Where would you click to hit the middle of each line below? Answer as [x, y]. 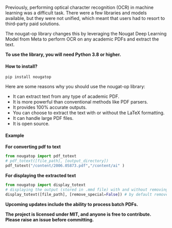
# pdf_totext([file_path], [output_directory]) [57, 161]
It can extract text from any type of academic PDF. [66, 96]
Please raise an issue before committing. [50, 219]
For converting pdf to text [33, 147]
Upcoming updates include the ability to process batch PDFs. [72, 204]
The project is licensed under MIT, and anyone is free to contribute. [78, 214]
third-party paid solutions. [33, 24]
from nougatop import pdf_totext [41, 156]
